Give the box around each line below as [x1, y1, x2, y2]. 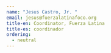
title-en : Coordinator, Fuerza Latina [6, 20, 105, 26]
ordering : [6, 32, 32, 38]
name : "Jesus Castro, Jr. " [6, 9, 78, 15]
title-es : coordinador [6, 26, 64, 32]
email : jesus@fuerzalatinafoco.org [6, 15, 97, 21]
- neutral [12, 37, 37, 43]
